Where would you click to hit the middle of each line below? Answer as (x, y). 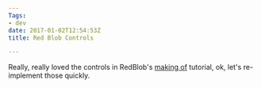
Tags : (17, 15)
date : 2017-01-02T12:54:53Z (55, 30)
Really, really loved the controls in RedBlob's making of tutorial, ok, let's (125, 67)
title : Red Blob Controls (51, 38)
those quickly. (67, 75)
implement (26, 75)
